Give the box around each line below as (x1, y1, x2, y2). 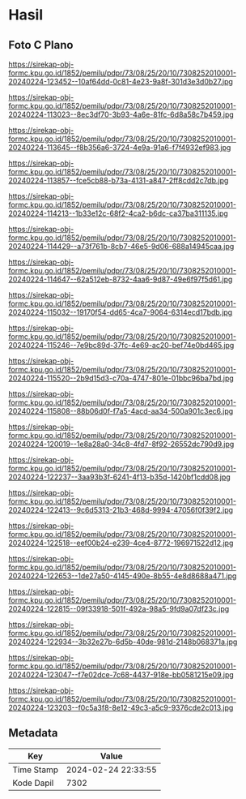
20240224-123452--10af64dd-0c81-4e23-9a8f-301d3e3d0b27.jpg (8, 77, 233, 86)
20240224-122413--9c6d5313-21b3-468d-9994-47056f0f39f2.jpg (8, 505, 233, 514)
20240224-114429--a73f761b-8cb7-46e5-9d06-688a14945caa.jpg (8, 242, 235, 251)
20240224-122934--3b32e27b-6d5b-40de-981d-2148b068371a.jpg (8, 637, 238, 647)
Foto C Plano (8, 38, 74, 52)
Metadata (8, 726, 58, 740)
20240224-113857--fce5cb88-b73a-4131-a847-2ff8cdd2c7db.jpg (8, 176, 229, 185)
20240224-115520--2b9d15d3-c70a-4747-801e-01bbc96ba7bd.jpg (8, 373, 235, 383)
